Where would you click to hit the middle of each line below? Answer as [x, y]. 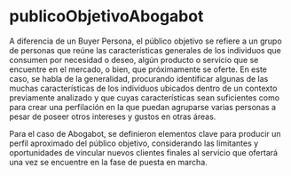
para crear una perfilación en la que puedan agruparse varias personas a [143, 107]
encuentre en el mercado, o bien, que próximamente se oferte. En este [138, 69]
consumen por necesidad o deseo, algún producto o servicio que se [134, 60]
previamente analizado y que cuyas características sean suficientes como [145, 97]
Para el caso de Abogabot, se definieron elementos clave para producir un [145, 133]
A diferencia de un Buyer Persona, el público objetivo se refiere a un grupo [145, 41]
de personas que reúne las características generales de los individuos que [145, 50]
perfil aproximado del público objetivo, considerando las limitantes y [134, 143]
